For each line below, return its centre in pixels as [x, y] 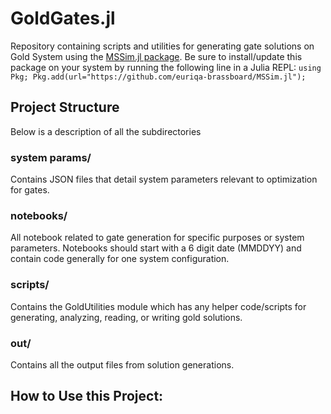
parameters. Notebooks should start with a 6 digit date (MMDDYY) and [156, 248]
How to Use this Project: [87, 396]
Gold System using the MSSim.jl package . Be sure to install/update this [156, 56]
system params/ [51, 157]
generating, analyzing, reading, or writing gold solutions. [126, 317]
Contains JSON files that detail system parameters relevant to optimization [164, 179]
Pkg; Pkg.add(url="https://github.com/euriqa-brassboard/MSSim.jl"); [158, 77]
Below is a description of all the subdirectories [106, 131]
